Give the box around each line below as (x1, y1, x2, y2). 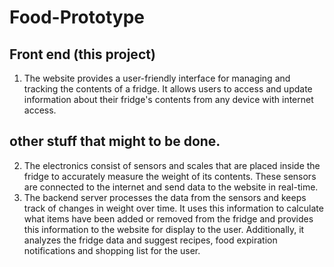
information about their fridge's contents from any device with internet (23, 94, 314, 105)
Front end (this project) (9, 46, 156, 63)
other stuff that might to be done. (9, 133, 221, 150)
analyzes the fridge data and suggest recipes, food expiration (23, 234, 278, 246)
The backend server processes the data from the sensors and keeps (23, 191, 307, 203)
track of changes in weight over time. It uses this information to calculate (23, 202, 324, 214)
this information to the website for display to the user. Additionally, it (23, 223, 305, 235)
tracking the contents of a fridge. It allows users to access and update (23, 83, 313, 95)
